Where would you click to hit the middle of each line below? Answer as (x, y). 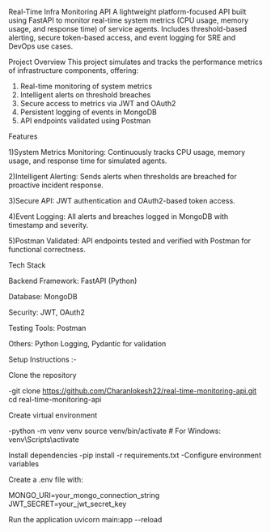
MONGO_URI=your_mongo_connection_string (84, 495)
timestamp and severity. (49, 225)
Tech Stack (27, 265)
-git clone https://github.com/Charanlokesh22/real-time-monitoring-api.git (133, 391)
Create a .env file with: (46, 479)
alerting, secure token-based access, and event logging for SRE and (122, 37)
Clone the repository (42, 375)
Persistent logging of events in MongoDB (89, 112)
